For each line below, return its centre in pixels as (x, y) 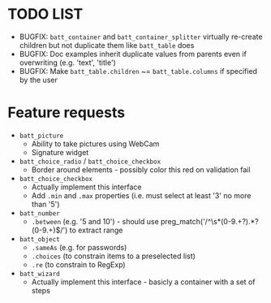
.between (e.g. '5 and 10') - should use (95, 221)
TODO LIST (45, 14)
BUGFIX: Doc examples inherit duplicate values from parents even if (133, 54)
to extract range (96, 230)
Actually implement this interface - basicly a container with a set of (143, 282)
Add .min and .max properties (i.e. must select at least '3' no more (141, 195)
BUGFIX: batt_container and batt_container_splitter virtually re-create (141, 37)
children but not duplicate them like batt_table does (107, 45)
